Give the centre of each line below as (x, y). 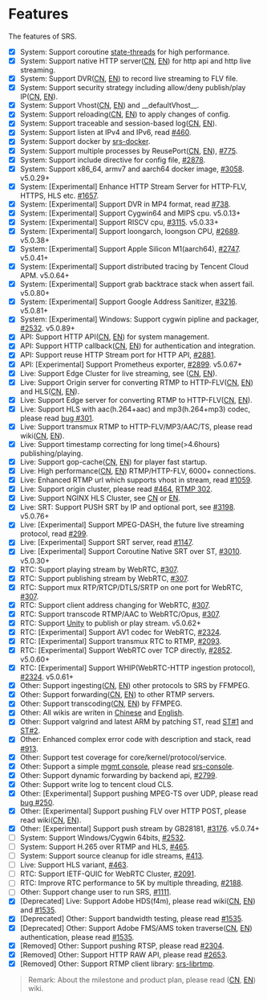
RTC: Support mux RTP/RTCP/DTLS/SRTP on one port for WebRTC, (131, 587)
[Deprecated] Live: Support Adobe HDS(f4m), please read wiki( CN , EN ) (138, 901)
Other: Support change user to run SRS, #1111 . (95, 892)
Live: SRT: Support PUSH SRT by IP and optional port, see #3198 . (127, 507)
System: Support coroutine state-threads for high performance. (125, 51)
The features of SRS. (43, 36)
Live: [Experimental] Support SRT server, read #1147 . (107, 543)
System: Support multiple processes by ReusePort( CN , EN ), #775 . (129, 150)
